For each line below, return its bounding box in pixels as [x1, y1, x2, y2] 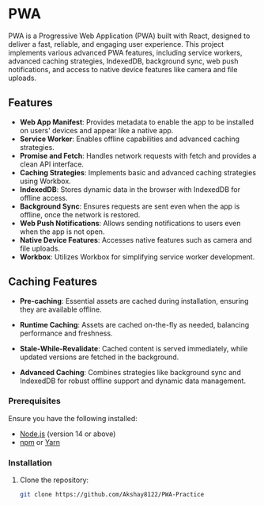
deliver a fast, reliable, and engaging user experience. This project [8, 39, 224, 48]
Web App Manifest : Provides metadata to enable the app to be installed [19, 117, 255, 127]
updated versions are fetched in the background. [19, 352, 179, 362]
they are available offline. [19, 305, 102, 314]
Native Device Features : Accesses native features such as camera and [19, 235, 252, 244]
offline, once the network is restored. [19, 209, 141, 219]
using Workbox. [19, 176, 71, 186]
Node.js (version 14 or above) [19, 429, 116, 439]
